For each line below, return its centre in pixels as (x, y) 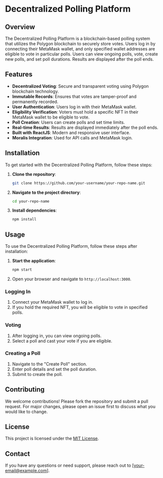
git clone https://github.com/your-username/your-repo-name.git (79, 183)
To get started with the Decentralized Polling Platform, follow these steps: (79, 165)
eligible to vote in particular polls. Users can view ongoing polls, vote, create (81, 54)
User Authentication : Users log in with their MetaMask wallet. (74, 107)
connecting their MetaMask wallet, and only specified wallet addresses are (80, 49)
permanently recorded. (35, 102)
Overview (20, 27)
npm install (24, 220)
